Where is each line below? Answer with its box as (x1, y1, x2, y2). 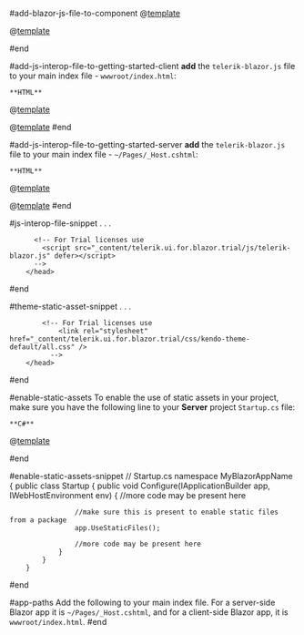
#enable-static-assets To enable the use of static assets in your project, (9, 392, 279, 403)
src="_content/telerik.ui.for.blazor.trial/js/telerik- (74, 243, 291, 252)
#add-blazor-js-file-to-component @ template (9, 8, 180, 18)
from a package (9, 516, 67, 525)
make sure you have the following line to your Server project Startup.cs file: (9, 402, 296, 413)
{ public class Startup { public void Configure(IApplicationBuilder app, (9, 480, 271, 491)
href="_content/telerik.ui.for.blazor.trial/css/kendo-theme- (9, 334, 250, 343)
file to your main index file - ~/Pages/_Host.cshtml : (9, 149, 198, 159)
